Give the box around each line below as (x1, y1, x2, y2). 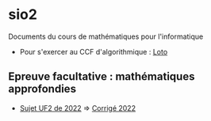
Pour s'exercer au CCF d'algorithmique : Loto (19, 47, 168, 56)
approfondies (8, 82, 77, 96)
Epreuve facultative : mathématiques (8, 70, 195, 84)
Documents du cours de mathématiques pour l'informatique (8, 32, 204, 41)
